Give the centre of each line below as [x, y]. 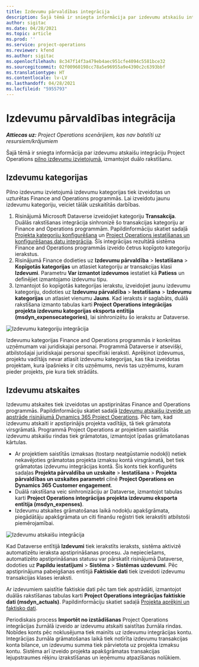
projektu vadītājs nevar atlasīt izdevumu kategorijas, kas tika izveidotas [93, 359]
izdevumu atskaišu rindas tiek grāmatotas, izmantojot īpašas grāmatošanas [98, 436]
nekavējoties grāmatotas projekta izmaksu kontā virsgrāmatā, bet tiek [99, 460]
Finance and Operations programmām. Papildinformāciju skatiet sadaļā [101, 229]
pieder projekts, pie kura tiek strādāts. [52, 371]
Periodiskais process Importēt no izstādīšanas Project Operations [87, 620]
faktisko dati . [22, 608]
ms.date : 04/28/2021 [32, 28]
